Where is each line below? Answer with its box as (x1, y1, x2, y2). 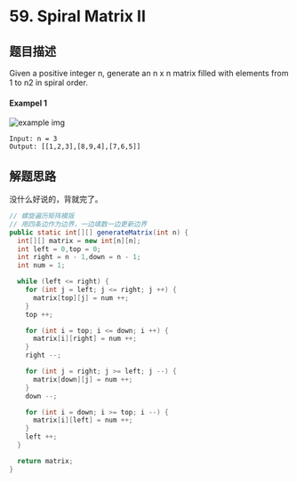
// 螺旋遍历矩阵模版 (9, 211, 75, 221)
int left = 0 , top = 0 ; (17, 244, 101, 254)
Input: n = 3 (9, 135, 58, 144)
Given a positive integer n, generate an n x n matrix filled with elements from (9, 68, 289, 78)
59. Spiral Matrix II (9, 6, 147, 27)
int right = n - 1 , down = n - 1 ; (17, 253, 141, 262)
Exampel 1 (9, 98, 47, 108)
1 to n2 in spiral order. (9, 77, 89, 88)
